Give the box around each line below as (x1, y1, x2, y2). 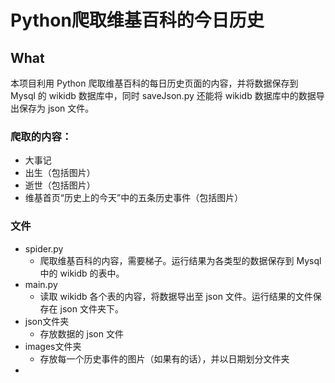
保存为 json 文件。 (18, 102, 95, 114)
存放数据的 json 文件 (39, 327, 124, 340)
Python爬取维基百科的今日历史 (10, 9, 265, 32)
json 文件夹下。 (59, 302, 124, 315)
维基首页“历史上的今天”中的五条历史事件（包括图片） (24, 192, 244, 204)
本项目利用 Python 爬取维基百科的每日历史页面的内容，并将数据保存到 (10, 77, 299, 89)
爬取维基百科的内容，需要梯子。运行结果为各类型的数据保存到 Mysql (39, 254, 322, 266)
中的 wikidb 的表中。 (39, 267, 125, 279)
